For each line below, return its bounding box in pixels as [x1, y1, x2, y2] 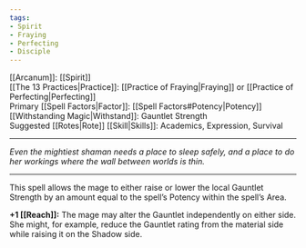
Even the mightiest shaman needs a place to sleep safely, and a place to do [9, 146, 295, 157]
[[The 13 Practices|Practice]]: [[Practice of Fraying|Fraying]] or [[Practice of [9, 82, 294, 93]
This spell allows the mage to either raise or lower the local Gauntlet [9, 183, 264, 193]
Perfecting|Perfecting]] [9, 92, 97, 103]
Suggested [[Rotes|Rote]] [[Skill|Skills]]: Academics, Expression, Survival [9, 120, 284, 132]
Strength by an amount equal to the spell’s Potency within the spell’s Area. [9, 192, 287, 203]
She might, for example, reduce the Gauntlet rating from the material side [9, 219, 284, 230]
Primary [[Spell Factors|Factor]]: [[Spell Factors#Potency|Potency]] [9, 101, 262, 112]
